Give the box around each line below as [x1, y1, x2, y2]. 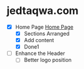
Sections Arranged [23, 30, 70, 37]
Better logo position [23, 57, 72, 64]
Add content [23, 37, 55, 44]
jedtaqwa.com [6, 4, 79, 18]
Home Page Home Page [15, 23, 74, 30]
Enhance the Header [15, 50, 65, 57]
